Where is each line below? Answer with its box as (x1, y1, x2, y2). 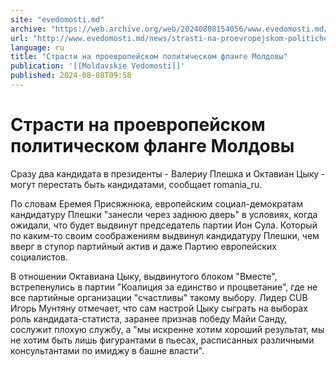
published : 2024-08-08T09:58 (10, 71, 132, 81)
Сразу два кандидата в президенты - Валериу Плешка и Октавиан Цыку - (10, 167, 326, 180)
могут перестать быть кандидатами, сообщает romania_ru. (10, 178, 263, 190)
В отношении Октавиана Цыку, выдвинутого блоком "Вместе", (10, 270, 278, 282)
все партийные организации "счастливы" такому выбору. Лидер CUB (10, 291, 308, 303)
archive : (10, 24, 47, 34)
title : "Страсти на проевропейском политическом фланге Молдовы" (10, 52, 288, 62)
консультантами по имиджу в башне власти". (10, 344, 205, 356)
